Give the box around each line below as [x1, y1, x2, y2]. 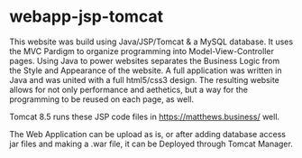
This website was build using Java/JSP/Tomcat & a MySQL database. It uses [9, 36, 294, 47]
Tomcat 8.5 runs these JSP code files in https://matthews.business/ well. [9, 111, 280, 122]
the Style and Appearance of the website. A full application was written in [9, 65, 282, 76]
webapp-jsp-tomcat [9, 6, 164, 27]
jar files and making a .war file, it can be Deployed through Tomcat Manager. [9, 138, 293, 149]
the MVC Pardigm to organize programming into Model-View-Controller [9, 45, 275, 56]
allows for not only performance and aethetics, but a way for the [9, 84, 248, 95]
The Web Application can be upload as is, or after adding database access [9, 128, 287, 139]
